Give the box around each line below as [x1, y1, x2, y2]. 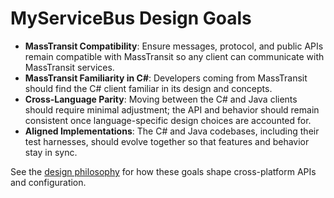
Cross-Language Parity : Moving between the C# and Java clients [24, 93, 298, 105]
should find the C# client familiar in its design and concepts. [24, 82, 273, 94]
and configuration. [10, 176, 87, 188]
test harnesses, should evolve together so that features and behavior [24, 135, 310, 147]
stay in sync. [24, 146, 78, 158]
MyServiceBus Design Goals [10, 7, 252, 30]
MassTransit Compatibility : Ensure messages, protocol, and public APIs [24, 40, 324, 52]
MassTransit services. [24, 61, 115, 73]
